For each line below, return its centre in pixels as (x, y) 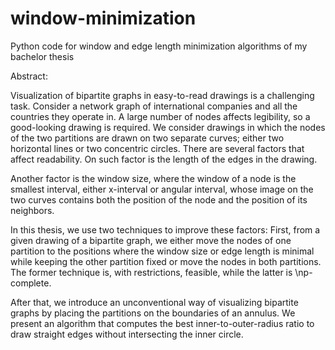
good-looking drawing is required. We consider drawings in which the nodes (168, 127)
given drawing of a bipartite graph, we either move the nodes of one (151, 240)
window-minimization (103, 18)
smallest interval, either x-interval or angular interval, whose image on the (162, 189)
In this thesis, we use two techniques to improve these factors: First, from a (165, 229)
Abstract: (29, 76)
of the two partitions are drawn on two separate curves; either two (147, 138)
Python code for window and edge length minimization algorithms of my (159, 46)
